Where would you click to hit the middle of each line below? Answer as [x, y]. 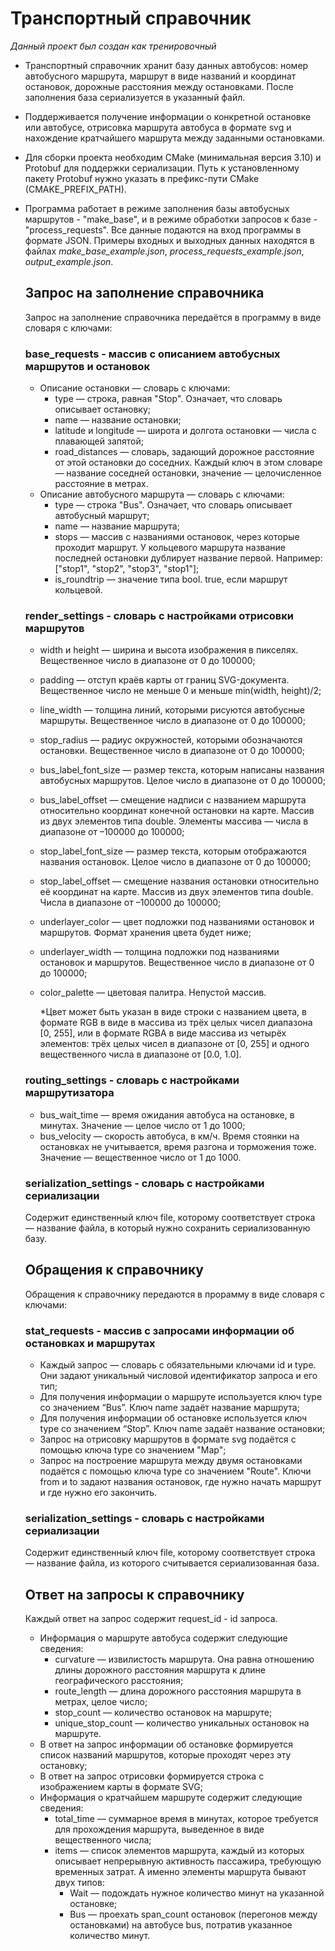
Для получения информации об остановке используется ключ [173, 1418]
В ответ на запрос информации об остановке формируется [166, 1744]
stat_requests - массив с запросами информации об [159, 1330]
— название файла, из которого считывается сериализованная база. [172, 1563]
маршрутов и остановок [87, 366]
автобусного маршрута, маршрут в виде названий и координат [160, 76]
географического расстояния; [119, 1681]
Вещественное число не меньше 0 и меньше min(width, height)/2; [180, 691]
